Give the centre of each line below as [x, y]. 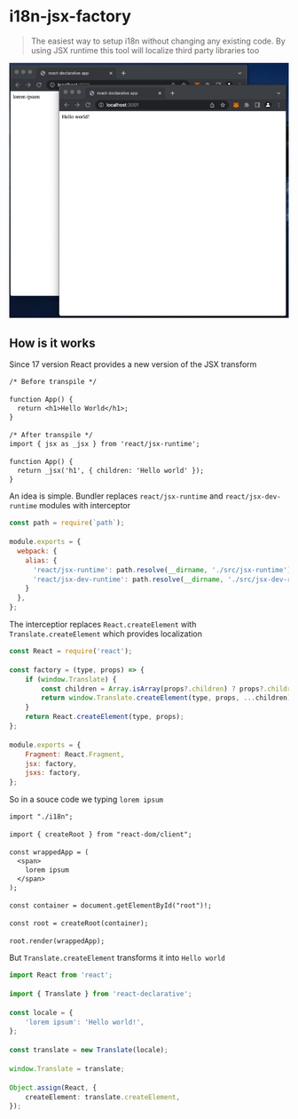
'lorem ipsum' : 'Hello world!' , [85, 1022]
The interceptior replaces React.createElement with [103, 625]
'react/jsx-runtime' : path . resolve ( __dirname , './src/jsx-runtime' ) [162, 570]
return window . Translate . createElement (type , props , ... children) [166, 698]
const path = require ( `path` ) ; [67, 523]
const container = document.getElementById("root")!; [111, 906]
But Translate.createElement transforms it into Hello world [118, 958]
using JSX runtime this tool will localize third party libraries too [145, 50]
